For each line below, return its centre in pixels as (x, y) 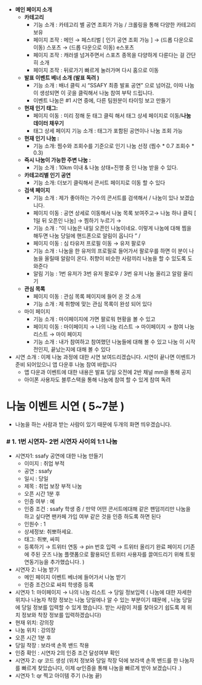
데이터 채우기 (48, 123)
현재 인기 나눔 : (41, 138)
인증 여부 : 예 (39, 501)
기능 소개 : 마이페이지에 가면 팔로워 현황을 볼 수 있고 (94, 319)
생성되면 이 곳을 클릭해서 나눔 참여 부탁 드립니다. (97, 93)
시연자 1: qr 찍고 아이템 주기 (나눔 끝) (58, 676)
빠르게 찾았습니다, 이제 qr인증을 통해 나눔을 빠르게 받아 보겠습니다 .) (102, 668)
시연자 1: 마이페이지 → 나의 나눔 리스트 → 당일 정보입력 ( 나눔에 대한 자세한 (103, 592)
